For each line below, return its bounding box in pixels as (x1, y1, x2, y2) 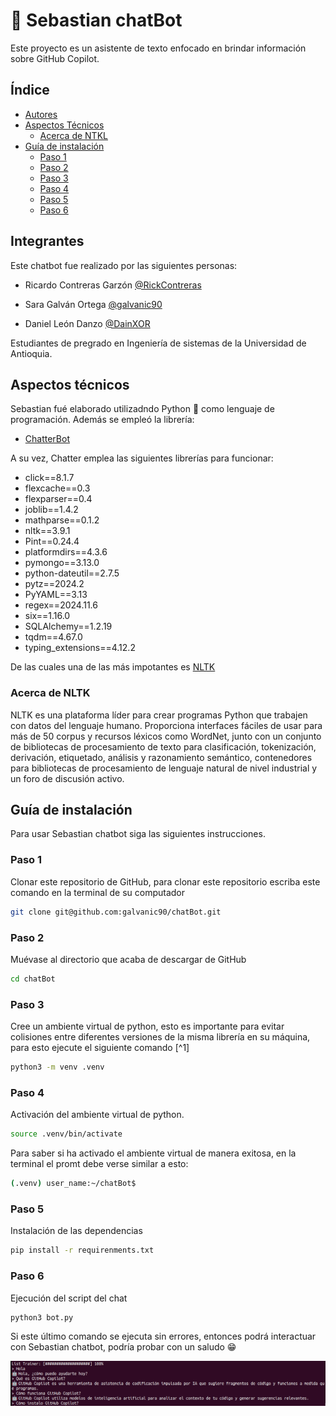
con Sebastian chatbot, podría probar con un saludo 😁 (10, 1341, 237, 1353)
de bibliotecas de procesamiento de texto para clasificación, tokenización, (10, 740, 317, 753)
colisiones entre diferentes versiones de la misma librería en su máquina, (10, 1031, 311, 1043)
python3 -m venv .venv (10, 1062, 105, 1073)
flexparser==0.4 (24, 493, 93, 505)
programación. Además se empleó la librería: (10, 414, 195, 426)
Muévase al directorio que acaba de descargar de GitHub (10, 953, 247, 965)
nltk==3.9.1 (24, 525, 71, 537)
